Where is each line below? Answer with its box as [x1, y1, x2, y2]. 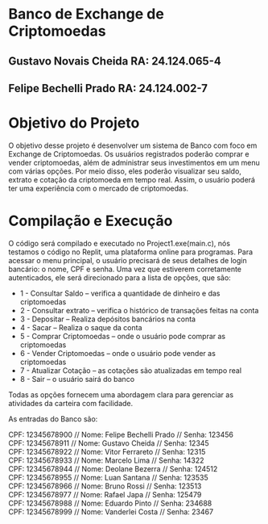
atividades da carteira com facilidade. [8, 398, 134, 408]
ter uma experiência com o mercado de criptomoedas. [8, 183, 189, 193]
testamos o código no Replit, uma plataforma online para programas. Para [8, 247, 254, 257]
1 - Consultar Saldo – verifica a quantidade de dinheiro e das [19, 288, 221, 298]
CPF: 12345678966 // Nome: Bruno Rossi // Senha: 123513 [8, 481, 202, 491]
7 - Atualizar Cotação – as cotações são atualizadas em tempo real [19, 365, 242, 375]
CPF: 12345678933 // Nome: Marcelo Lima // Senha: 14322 [8, 455, 204, 465]
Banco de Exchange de [8, 5, 165, 23]
